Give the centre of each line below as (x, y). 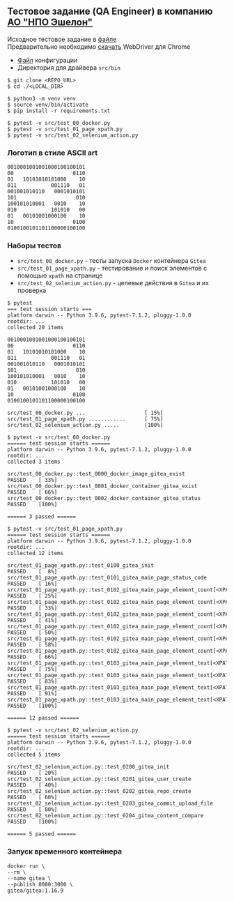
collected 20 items (36, 328)
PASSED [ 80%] (32, 810)
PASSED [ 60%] (32, 798)
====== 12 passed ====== (43, 718)
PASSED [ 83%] (32, 682)
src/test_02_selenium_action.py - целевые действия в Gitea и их (113, 283)
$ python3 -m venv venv (42, 98)
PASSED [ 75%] (32, 669)
